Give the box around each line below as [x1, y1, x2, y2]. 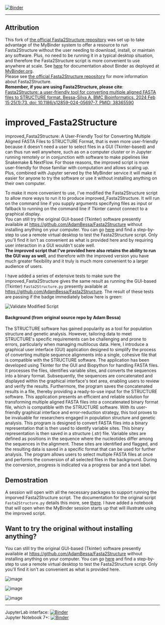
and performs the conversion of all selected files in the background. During [5, 456, 157, 462]
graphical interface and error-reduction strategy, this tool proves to [22, 409, 158, 415]
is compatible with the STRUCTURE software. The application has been [5, 357, 150, 363]
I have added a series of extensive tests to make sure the [5, 273, 121, 279]
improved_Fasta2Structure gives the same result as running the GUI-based [5, 278, 157, 284]
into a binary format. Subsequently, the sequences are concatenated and [5, 372, 153, 378]
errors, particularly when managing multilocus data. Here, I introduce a [5, 341, 148, 347]
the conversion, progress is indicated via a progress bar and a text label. [5, 462, 151, 468]
